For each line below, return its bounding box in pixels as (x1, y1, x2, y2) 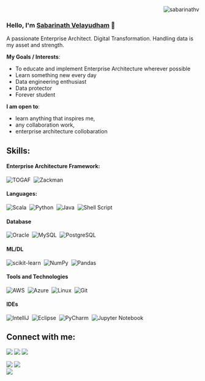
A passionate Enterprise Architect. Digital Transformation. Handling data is (6, 35, 194, 42)
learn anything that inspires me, (15, 115, 95, 122)
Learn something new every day (15, 72, 97, 79)
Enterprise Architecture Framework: (6, 163, 100, 170)
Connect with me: (6, 332, 76, 342)
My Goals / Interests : (6, 53, 61, 61)
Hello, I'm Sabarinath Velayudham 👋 (6, 21, 115, 29)
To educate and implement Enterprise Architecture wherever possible (15, 65, 191, 73)
